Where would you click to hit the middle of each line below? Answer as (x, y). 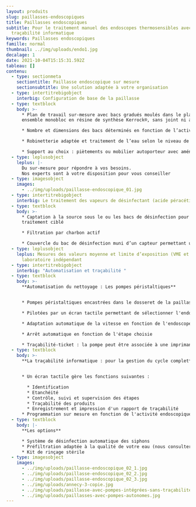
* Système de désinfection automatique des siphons (85, 441)
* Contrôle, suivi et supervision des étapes (83, 398)
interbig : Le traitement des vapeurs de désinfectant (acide (92, 200)
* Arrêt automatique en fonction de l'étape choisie (87, 334)
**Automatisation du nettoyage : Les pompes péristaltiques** (99, 287)
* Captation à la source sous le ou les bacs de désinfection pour (105, 217)
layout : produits (27, 11)
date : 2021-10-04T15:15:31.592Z (45, 60)
